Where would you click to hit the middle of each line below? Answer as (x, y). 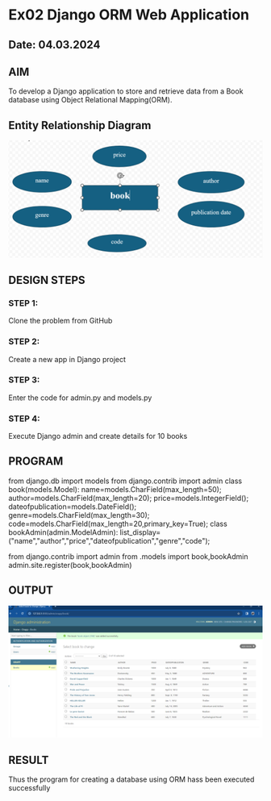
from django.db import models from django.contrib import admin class (125, 481)
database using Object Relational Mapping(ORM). (90, 100)
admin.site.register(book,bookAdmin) (70, 565)
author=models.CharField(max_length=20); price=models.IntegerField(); (129, 498)
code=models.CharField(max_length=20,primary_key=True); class (118, 524)
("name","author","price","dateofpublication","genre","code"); (109, 540)
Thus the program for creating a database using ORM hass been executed (131, 779)
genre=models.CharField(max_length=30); (79, 515)
